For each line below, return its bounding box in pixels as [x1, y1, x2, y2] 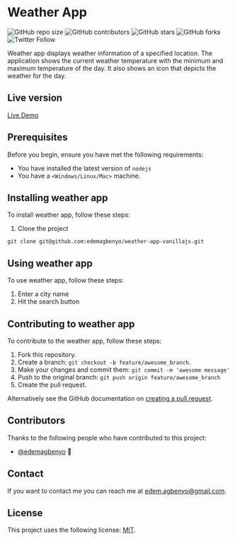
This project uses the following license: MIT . [7, 525, 136, 535]
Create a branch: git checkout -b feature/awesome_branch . [17, 358, 191, 366]
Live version [7, 92, 62, 104]
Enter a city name [17, 290, 69, 298]
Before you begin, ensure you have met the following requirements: [7, 150, 204, 159]
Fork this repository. [17, 351, 76, 358]
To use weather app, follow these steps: [7, 276, 124, 285]
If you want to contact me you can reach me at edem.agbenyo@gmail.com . [7, 486, 227, 495]
